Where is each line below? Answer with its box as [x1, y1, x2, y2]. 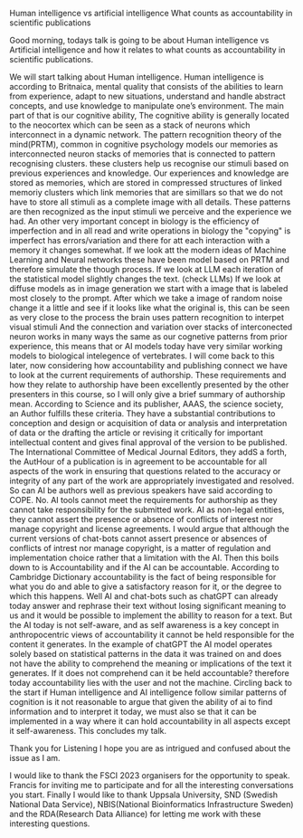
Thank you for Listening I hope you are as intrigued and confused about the [9, 743, 291, 754]
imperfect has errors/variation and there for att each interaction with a [9, 235, 270, 245]
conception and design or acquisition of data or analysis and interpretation [9, 418, 288, 428]
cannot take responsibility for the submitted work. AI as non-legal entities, [9, 504, 285, 515]
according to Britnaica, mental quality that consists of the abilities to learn [9, 81, 284, 91]
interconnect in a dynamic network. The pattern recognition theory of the [9, 129, 282, 139]
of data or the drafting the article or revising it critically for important [9, 427, 264, 438]
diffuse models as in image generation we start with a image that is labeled [9, 283, 289, 293]
